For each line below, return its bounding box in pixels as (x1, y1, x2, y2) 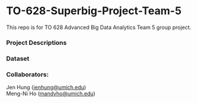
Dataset (6, 54, 30, 63)
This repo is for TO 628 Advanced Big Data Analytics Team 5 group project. (6, 24, 192, 31)
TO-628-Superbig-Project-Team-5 (6, 4, 182, 18)
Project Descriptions (6, 38, 67, 47)
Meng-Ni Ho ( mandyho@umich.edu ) (6, 90, 96, 97)
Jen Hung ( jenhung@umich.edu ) (6, 84, 86, 91)
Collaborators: (6, 70, 49, 78)
